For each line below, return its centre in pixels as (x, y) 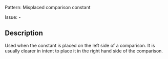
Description (24, 33)
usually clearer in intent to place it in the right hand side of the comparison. (84, 51)
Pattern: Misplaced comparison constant (48, 7)
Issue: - (13, 17)
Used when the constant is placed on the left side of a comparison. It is (80, 45)
